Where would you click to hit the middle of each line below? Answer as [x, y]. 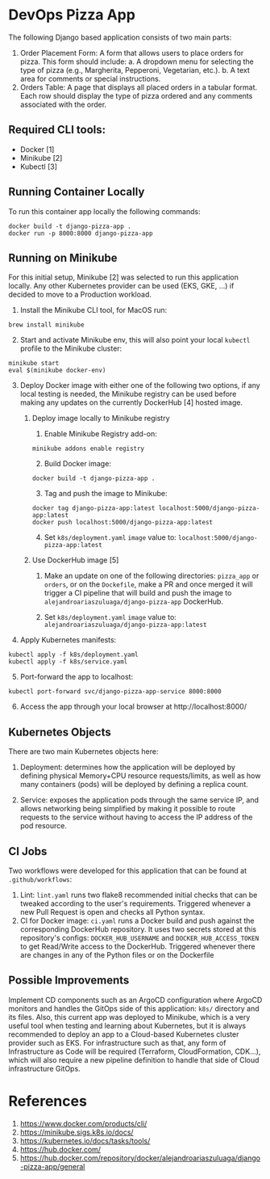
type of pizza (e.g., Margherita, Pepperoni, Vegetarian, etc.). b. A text [135, 69]
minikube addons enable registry [88, 449]
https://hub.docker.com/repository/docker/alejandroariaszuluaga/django [140, 1158]
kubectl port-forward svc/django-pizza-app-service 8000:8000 [115, 692]
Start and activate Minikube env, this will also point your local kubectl [135, 340]
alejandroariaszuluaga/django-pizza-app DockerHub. [134, 602]
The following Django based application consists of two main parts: [120, 37]
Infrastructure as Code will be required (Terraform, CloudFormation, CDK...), [135, 1051]
